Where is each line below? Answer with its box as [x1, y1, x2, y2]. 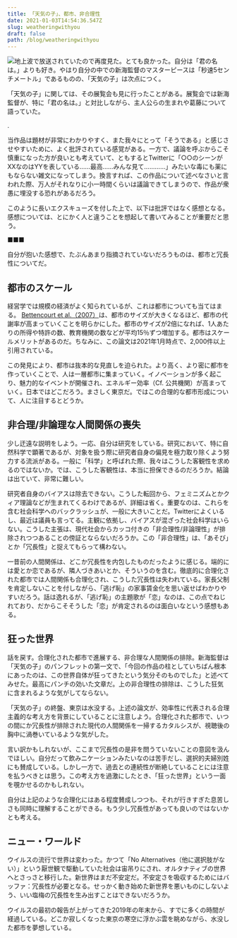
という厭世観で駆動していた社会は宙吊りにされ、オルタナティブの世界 [22, 865, 226, 873]
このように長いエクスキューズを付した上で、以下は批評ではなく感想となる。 [7, 204, 229, 213]
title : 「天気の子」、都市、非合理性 [7, 10, 101, 18]
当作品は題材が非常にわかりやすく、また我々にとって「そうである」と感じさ [7, 136, 229, 145]
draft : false [7, 30, 46, 37]
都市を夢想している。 [13, 923, 75, 932]
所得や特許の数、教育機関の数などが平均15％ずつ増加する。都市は [19, 328, 212, 336]
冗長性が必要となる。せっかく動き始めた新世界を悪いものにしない [31, 882, 224, 891]
